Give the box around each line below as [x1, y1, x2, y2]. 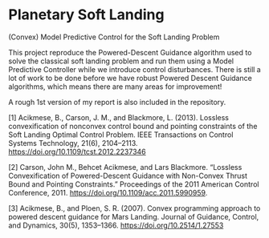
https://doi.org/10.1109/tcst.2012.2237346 [8, 147, 146, 156]
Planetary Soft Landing [8, 6, 165, 24]
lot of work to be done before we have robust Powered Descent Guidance [8, 73, 253, 83]
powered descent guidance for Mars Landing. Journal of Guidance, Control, [8, 212, 259, 221]
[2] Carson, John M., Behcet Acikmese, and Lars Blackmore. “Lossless [8, 162, 243, 171]
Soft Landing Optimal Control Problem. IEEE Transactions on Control [8, 130, 234, 139]
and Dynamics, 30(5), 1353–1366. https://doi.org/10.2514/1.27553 [8, 220, 224, 230]
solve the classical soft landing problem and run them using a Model [8, 56, 234, 66]
